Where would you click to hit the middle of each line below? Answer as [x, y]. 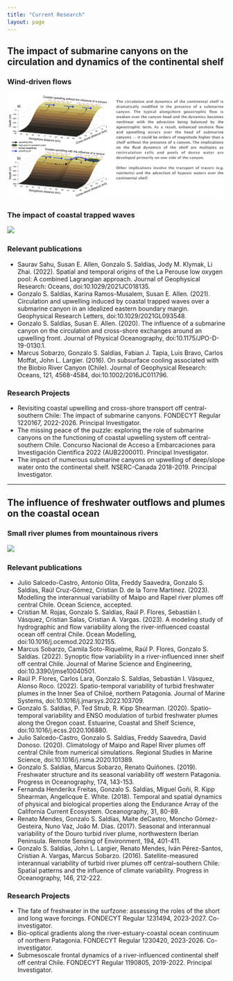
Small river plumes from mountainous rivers [83, 534]
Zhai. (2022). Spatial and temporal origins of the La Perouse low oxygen [120, 272]
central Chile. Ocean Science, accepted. [75, 604]
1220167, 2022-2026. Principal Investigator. [79, 422]
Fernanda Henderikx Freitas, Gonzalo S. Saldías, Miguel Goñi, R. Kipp [116, 789]
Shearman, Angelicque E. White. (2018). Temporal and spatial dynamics [120, 796]
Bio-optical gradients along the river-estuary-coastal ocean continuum [118, 933]
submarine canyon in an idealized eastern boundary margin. [103, 308]
